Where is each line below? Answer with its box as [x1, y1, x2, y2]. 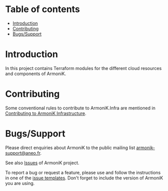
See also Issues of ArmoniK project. [5, 160, 79, 166]
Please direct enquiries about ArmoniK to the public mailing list [5, 145, 135, 151]
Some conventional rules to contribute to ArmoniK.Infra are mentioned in [5, 105, 156, 111]
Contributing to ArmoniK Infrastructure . [5, 110, 87, 116]
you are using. [5, 180, 35, 186]
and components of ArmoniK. [5, 71, 66, 77]
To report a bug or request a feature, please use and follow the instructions [5, 169, 161, 175]
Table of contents [5, 4, 80, 15]
